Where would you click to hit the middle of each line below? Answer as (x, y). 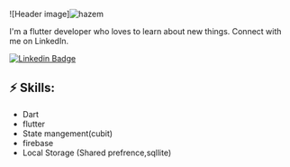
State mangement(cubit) (68, 133)
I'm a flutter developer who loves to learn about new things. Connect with (145, 31)
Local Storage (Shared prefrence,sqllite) (97, 153)
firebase (38, 143)
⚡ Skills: (32, 88)
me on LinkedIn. (39, 41)
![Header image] (40, 14)
